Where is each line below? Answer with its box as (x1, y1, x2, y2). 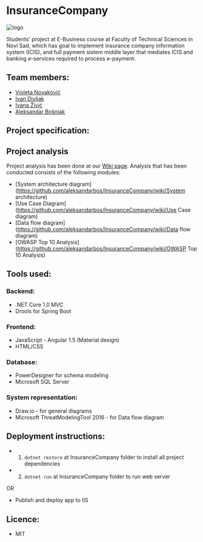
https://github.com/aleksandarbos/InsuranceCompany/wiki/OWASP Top (17, 245, 198, 252)
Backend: (6, 287, 35, 296)
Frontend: (6, 322, 36, 331)
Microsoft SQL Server (15, 378, 70, 385)
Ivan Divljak (15, 95, 44, 102)
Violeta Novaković (15, 89, 61, 96)
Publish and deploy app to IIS (15, 496, 89, 504)
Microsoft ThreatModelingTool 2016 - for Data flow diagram (15, 413, 164, 421)
